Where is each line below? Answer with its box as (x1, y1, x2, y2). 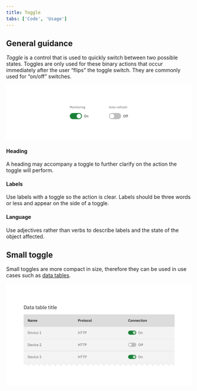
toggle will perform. (6, 167, 54, 174)
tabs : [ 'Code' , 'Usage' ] (6, 15, 67, 22)
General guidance (6, 38, 73, 49)
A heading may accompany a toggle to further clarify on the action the (6, 160, 177, 168)
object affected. (6, 232, 45, 240)
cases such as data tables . (6, 272, 71, 279)
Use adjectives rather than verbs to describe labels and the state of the (6, 227, 179, 234)
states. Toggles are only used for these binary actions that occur (6, 60, 163, 67)
